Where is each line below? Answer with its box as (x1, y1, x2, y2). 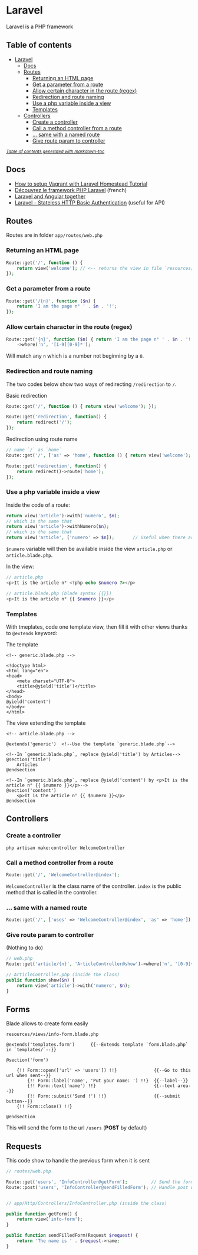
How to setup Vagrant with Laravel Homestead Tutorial (14, 180, 148, 187)
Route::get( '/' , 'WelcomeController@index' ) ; (6, 871, 120, 878)
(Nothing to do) (6, 944, 43, 952)
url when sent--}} (6, 1073, 51, 1079)
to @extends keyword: (6, 629, 58, 636)
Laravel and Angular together (14, 193, 86, 200)
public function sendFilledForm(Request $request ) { (6, 1233, 138, 1239)
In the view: (6, 563, 34, 570)
